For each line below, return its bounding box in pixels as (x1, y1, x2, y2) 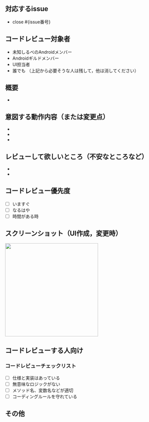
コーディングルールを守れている (12, 393, 78, 399)
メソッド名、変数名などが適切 (12, 387, 73, 393)
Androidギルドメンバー (12, 55, 59, 61)
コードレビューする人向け (5, 346, 83, 355)
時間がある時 (12, 213, 39, 219)
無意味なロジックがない (12, 381, 60, 387)
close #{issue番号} (12, 19, 51, 25)
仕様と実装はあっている (12, 375, 60, 381)
